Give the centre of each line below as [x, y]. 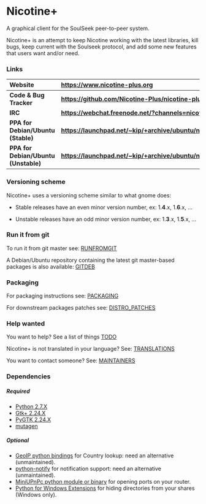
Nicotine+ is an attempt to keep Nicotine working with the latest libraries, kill [102, 40]
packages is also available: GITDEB [51, 266]
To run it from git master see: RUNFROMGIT [62, 248]
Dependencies [29, 376]
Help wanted [26, 324]
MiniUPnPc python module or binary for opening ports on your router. [103, 482]
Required [18, 391]
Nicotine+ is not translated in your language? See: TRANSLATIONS [90, 349]
